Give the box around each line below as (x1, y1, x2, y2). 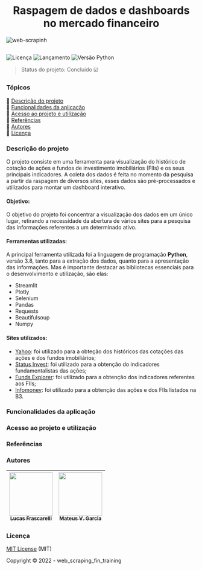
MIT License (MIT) (6, 545, 52, 552)
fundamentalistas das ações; (14, 367, 87, 374)
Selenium (14, 295, 39, 302)
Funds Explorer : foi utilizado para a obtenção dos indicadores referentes (14, 373, 195, 380)
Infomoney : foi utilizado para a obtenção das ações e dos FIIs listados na (14, 386, 197, 393)
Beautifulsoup (14, 314, 50, 321)
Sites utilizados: (6, 334, 48, 341)
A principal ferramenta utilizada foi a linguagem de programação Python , (6, 251, 188, 258)
